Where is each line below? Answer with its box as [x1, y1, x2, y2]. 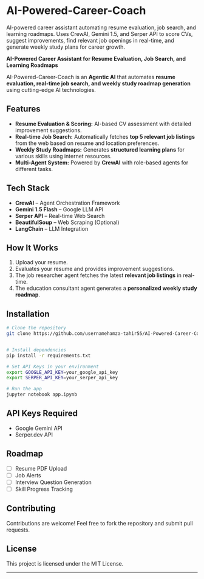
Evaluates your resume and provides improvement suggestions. [15, 265, 175, 273]
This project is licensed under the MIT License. [6, 560, 124, 567]
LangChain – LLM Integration [15, 225, 89, 232]
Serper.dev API [15, 430, 53, 438]
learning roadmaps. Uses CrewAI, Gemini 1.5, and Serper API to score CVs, [6, 30, 193, 37]
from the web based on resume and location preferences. [15, 139, 160, 147]
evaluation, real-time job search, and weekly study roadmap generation [6, 80, 191, 87]
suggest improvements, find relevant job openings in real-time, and [6, 37, 174, 44]
